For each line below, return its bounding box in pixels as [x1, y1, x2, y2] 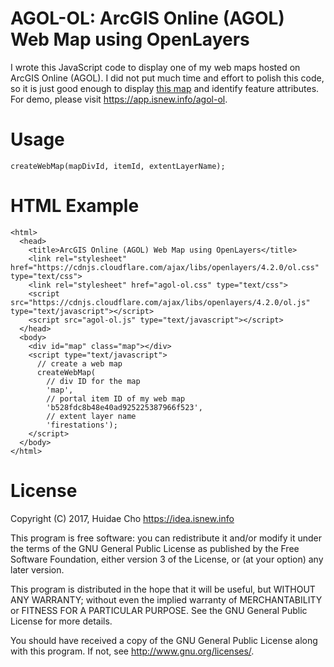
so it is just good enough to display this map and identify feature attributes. [10, 82, 320, 94]
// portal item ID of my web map [46, 393, 186, 404]
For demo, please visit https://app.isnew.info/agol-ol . [10, 93, 228, 105]
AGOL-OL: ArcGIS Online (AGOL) [10, 7, 285, 30]
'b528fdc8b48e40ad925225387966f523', [46, 402, 203, 412]
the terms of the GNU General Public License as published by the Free [10, 542, 300, 554]
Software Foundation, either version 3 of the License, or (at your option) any [10, 553, 324, 565]
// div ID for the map [46, 376, 141, 386]
